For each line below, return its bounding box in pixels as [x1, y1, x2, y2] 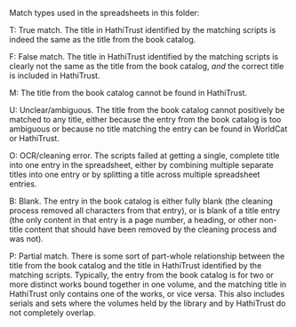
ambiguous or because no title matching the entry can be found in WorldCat [9, 124, 288, 134]
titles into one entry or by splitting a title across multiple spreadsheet [9, 169, 260, 179]
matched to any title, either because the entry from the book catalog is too [9, 115, 282, 124]
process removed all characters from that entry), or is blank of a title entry [9, 205, 281, 216]
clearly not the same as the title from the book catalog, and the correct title [9, 61, 284, 71]
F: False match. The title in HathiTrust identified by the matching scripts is [9, 52, 278, 61]
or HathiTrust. [9, 133, 60, 143]
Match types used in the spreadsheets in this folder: [9, 8, 200, 18]
